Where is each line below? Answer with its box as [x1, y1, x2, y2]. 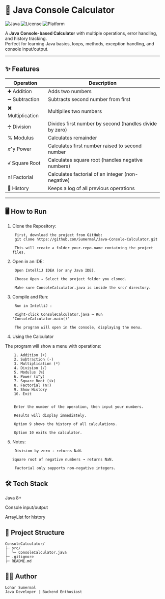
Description [88, 79, 117, 86]
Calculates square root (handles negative [48, 156, 143, 163]
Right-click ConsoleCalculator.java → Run [14, 312, 103, 317]
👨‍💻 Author [5, 572, 37, 580]
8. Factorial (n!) [14, 383, 52, 388]
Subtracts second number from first [48, 96, 131, 102]
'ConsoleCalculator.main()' [12, 316, 70, 321]
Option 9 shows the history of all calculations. [14, 421, 118, 427]
